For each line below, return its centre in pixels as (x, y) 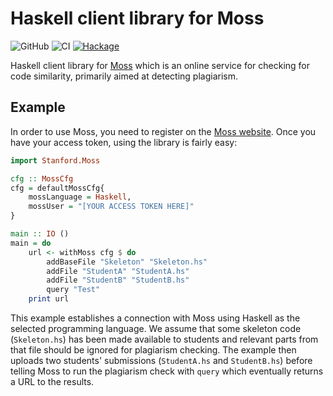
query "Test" (73, 290)
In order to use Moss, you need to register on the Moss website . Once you (163, 131)
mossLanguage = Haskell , (80, 197)
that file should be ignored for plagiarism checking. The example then (153, 350)
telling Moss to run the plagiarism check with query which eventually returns (167, 371)
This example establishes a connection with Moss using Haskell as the (155, 318)
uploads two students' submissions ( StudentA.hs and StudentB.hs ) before (161, 360)
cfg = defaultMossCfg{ (57, 188)
